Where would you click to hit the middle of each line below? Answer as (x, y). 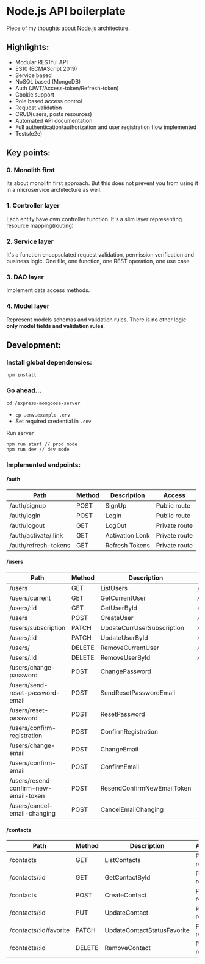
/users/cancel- (31, 806)
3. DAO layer (25, 277)
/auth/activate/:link (36, 535)
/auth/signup (28, 505)
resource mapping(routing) (40, 225)
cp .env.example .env (42, 415)
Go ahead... (24, 390)
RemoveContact (128, 948)
